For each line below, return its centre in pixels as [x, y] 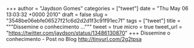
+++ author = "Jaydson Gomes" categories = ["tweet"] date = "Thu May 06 [97, 8]
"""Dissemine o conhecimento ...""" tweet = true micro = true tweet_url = [94, 27]
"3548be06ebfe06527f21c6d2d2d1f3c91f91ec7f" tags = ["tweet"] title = [93, 21]
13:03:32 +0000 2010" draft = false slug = [57, 14]
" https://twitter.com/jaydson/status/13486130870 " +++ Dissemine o [88, 33]
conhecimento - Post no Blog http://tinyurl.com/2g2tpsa [74, 39]
